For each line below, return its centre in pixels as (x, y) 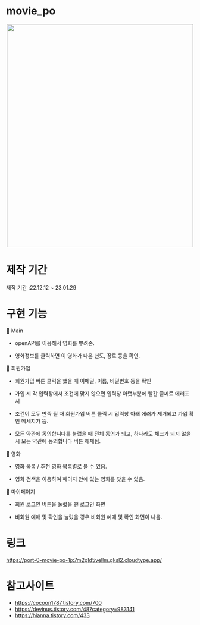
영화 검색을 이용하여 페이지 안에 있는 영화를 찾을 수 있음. (80, 479)
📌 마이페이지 (21, 491)
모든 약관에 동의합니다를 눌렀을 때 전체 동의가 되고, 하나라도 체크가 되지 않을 (103, 434)
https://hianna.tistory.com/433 (52, 615)
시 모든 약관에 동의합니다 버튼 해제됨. (58, 441)
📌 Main (15, 331)
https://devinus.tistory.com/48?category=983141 (75, 609)
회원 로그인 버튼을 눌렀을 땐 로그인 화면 (60, 504)
